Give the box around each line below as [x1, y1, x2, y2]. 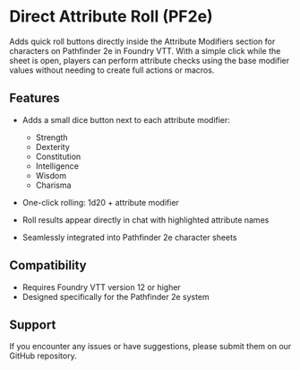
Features [9, 91, 60, 106]
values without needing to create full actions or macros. [9, 65, 215, 75]
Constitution [35, 151, 81, 162]
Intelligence [35, 160, 79, 172]
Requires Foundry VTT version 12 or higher [21, 281, 181, 293]
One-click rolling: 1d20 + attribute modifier [21, 197, 179, 207]
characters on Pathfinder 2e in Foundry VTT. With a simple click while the [9, 45, 281, 56]
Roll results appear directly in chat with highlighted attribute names [21, 214, 270, 225]
